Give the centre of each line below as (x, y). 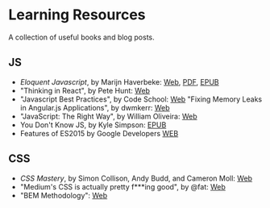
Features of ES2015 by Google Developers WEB (99, 133)
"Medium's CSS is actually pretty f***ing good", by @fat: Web (123, 186)
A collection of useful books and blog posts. (81, 37)
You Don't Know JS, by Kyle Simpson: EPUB (93, 125)
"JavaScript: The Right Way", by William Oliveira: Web (108, 116)
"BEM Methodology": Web (64, 195)
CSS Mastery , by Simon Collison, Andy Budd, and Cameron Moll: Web (136, 178)
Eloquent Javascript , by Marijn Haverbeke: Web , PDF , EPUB (119, 81)
